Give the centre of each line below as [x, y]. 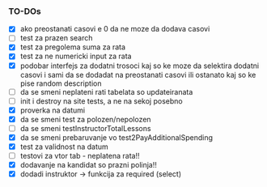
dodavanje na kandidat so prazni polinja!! [89, 165]
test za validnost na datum [64, 147]
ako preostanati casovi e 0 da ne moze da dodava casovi [115, 29]
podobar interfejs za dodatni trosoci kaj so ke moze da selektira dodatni [140, 66]
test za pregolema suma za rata [73, 47]
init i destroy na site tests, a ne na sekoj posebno [102, 101]
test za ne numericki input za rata [76, 56]
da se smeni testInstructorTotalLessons [85, 128]
